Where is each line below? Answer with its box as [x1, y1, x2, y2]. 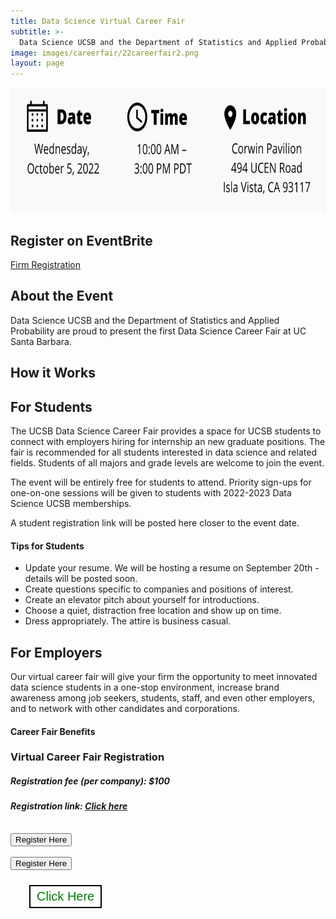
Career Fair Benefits [10, 725, 96, 737]
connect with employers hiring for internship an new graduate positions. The [10, 435, 326, 447]
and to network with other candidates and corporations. [10, 702, 240, 714]
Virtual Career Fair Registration [10, 750, 165, 764]
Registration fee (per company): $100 [10, 775, 171, 787]
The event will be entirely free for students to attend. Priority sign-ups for [10, 476, 312, 488]
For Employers [10, 644, 103, 661]
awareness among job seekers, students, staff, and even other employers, [10, 691, 316, 704]
